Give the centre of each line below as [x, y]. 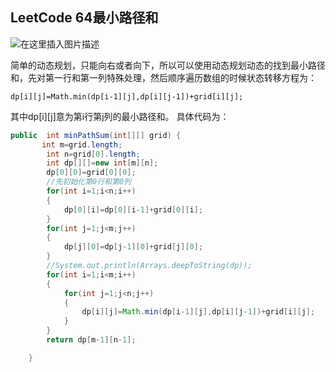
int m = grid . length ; [82, 144]
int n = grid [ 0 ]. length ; [93, 154]
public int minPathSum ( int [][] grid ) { [96, 135]
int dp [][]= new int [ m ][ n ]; [102, 163]
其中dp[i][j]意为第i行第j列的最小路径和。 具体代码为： [120, 116]
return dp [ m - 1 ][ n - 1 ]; [91, 340]
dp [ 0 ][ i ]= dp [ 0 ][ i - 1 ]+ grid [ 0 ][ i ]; [133, 209]
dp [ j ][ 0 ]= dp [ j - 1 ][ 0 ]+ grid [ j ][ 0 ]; [133, 247]
